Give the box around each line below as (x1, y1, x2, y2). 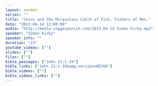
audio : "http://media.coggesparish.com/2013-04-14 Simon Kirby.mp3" (5, 26, 153, 31)
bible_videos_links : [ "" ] (5, 73, 60, 78)
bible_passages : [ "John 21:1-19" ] (5, 59, 79, 64)
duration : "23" (5, 40, 38, 46)
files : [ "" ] (5, 54, 30, 60)
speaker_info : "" (5, 36, 42, 41)
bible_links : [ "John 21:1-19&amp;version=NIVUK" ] (5, 64, 113, 69)
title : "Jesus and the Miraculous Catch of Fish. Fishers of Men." (5, 17, 151, 22)
